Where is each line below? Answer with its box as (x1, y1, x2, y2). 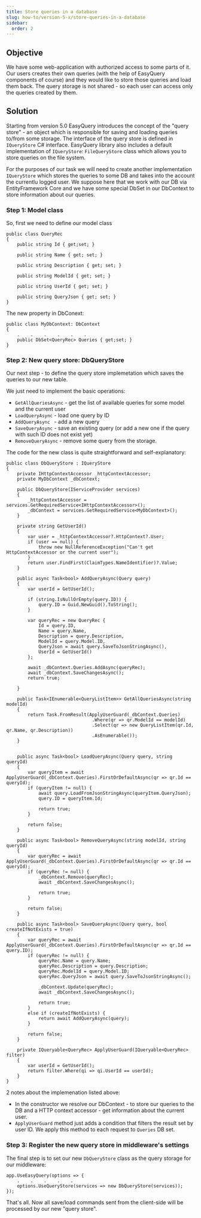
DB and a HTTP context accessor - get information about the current (14, 1107, 184, 1114)
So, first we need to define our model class (6, 220, 112, 227)
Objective (6, 47, 44, 57)
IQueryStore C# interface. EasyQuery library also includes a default (6, 141, 172, 148)
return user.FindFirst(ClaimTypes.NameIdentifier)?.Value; (28, 560, 178, 566)
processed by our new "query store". (6, 1205, 98, 1212)
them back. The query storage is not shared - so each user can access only (6, 83, 193, 90)
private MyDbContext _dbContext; (17, 476, 100, 482)
